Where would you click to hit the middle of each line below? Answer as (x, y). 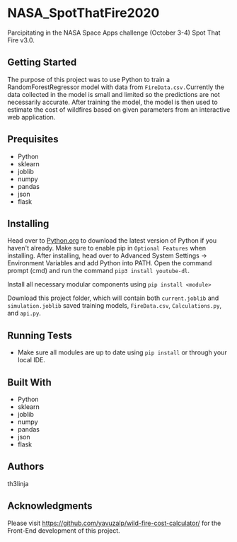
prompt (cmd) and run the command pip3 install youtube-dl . (98, 271)
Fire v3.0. (21, 40)
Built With (29, 382)
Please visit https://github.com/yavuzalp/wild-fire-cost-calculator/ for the (114, 523)
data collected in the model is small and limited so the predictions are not (114, 94)
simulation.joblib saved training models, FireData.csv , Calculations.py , (114, 306)
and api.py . (24, 313)
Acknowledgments (50, 506)
